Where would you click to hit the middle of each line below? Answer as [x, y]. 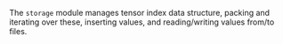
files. [18, 31]
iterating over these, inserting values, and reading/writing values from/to [142, 22]
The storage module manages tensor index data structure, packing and [139, 13]
